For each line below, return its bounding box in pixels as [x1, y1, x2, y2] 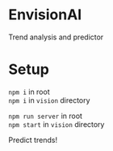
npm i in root [8, 87, 50, 96]
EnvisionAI [8, 6, 82, 24]
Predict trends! [8, 135, 58, 145]
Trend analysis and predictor [8, 32, 104, 42]
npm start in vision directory [8, 119, 105, 129]
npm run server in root [8, 111, 83, 120]
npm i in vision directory [8, 95, 90, 105]
